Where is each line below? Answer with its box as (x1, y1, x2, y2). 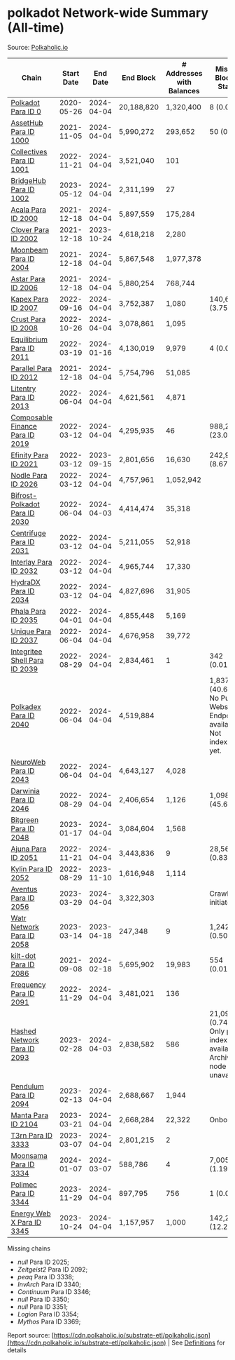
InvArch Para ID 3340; (17, 1280, 82, 1288)
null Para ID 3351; (17, 1302, 69, 1311)
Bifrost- (10, 490, 37, 500)
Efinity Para (10, 450, 49, 460)
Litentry (10, 384, 36, 393)
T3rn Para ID (10, 1131, 53, 1140)
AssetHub (10, 118, 43, 128)
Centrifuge (10, 528, 47, 538)
